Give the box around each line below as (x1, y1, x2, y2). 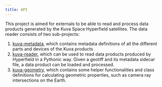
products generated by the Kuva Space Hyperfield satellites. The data (5, 26, 148, 32)
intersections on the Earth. (12, 77, 67, 83)
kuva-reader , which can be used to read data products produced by (12, 51, 151, 57)
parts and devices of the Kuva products (12, 46, 93, 52)
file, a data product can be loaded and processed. (12, 61, 115, 67)
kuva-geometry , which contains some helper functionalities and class (12, 67, 155, 73)
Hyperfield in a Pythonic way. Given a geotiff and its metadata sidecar (12, 56, 155, 62)
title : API (5, 7, 28, 12)
